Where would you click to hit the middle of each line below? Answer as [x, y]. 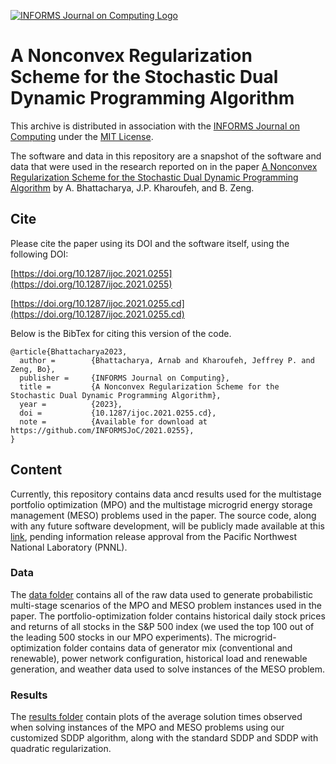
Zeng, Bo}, [33, 369]
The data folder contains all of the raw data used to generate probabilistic [162, 594]
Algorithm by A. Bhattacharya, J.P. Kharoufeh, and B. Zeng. [132, 187]
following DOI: [39, 254]
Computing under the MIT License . [82, 136]
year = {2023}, [71, 404]
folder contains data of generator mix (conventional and [178, 647]
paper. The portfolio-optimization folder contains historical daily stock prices [168, 616]
